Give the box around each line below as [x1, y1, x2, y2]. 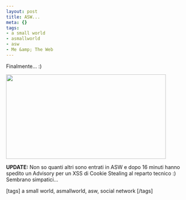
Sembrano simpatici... [6, 176, 58, 183]
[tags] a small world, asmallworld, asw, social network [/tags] [6, 187, 153, 194]
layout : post [6, 8, 38, 15]
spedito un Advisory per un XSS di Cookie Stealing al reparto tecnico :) [6, 170, 176, 177]
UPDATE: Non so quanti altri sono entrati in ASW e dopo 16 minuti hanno [6, 163, 180, 170]
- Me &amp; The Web [6, 47, 54, 53]
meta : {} [6, 19, 27, 25]
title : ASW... [6, 14, 41, 20]
